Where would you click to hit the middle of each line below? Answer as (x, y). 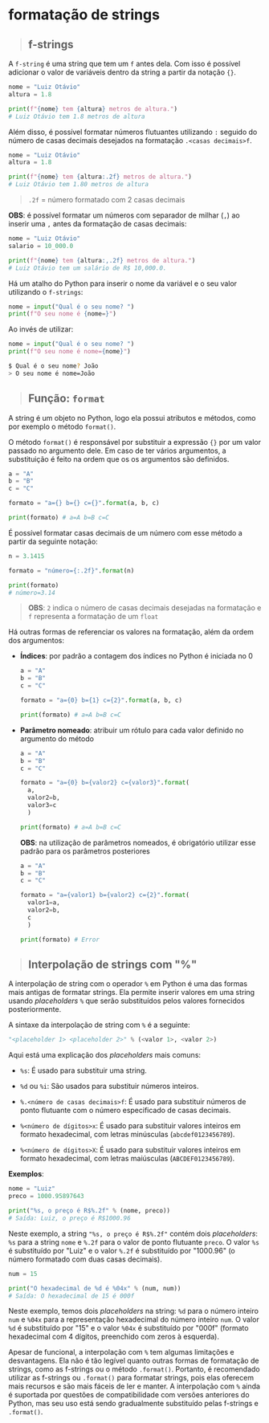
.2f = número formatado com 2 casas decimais (106, 200)
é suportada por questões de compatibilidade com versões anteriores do (129, 1395)
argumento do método (57, 738)
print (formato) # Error (60, 940)
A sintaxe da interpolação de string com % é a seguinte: (99, 1025)
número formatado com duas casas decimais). (85, 1259)
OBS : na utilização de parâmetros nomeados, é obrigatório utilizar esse (138, 842)
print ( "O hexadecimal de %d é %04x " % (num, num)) (95, 1288)
